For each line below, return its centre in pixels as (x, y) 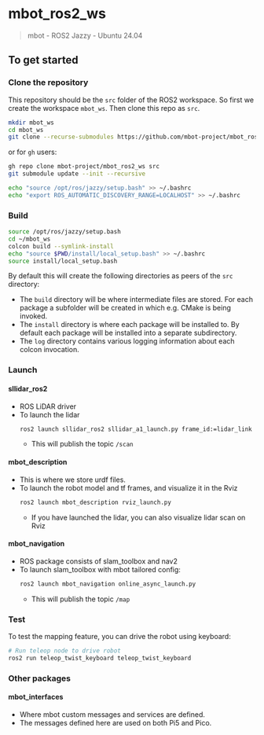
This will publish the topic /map (81, 599)
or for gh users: (33, 152)
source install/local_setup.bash (63, 261)
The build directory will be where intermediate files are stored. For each (136, 300)
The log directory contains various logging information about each (127, 341)
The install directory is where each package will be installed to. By (129, 325)
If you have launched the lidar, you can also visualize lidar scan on (138, 517)
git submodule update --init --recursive (77, 174)
